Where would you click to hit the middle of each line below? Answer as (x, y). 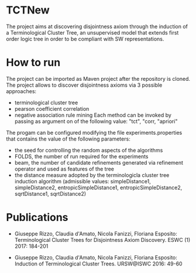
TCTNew (28, 10)
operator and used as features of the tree (64, 169)
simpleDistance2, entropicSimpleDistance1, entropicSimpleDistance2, (98, 187)
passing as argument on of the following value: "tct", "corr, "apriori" (96, 121)
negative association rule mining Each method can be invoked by (93, 115)
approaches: (21, 91)
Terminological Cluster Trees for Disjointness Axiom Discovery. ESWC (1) (102, 240)
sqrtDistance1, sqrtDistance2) (50, 193)
